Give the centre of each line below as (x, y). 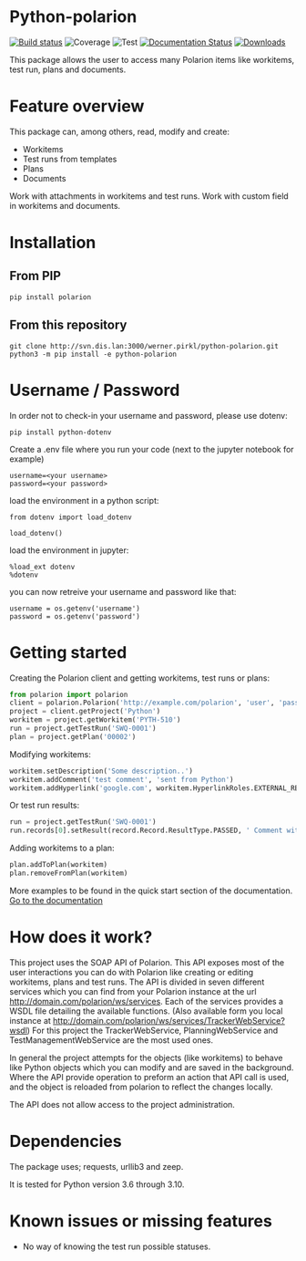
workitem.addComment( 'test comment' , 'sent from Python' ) (122, 779)
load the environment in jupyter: (69, 550)
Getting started (68, 652)
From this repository (68, 325)
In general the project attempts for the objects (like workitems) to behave (146, 1058)
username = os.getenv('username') (75, 609)
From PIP (36, 276)
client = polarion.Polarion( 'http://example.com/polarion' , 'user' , (142, 703)
